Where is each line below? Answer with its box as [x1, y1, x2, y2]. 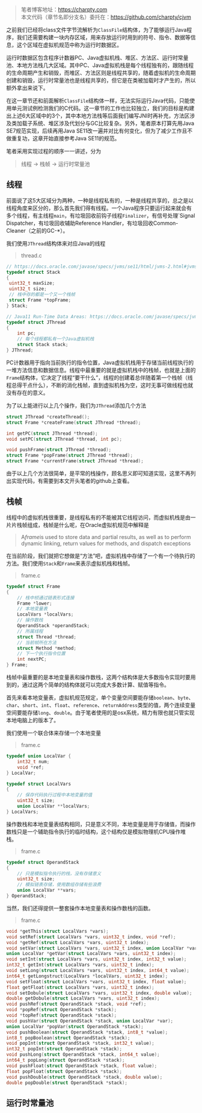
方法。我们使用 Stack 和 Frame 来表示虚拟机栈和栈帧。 [6, 560, 133, 567]
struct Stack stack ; [17, 342, 69, 348]
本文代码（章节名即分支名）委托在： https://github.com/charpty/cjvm [20, 13, 191, 20]
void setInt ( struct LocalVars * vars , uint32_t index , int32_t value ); [6, 956, 187, 962]
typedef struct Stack [6, 269, 61, 275]
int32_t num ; [17, 758, 50, 765]
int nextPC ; [17, 657, 47, 663]
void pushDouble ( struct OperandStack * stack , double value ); [6, 1074, 163, 1080]
